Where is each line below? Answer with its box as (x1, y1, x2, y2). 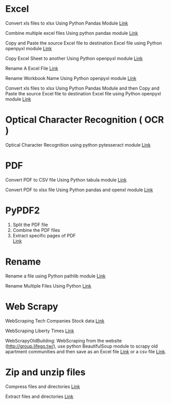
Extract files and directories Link (5, 393, 74, 399)
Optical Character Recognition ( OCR (5, 114, 164, 126)
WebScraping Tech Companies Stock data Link (5, 317, 105, 324)
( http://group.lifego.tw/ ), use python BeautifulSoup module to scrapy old (5, 343, 158, 349)
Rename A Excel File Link (5, 65, 58, 71)
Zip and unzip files (5, 366, 86, 378)
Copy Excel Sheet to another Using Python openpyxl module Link (5, 55, 143, 62)
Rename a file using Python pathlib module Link (5, 273, 106, 279)
